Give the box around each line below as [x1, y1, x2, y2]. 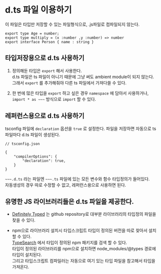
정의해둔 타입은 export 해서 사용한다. [12, 67, 82, 73]
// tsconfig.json [5, 141, 40, 146]
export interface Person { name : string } [5, 39, 94, 44]
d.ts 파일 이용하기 [5, 4, 72, 16]
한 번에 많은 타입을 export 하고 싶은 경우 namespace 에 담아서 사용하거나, [12, 90, 149, 96]
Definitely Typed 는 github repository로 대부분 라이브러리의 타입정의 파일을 [12, 211, 156, 217]
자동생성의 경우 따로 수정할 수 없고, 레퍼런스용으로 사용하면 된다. [5, 182, 127, 188]
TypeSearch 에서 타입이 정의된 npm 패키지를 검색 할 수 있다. [12, 240, 127, 245]
